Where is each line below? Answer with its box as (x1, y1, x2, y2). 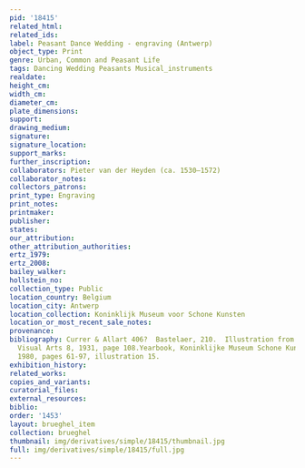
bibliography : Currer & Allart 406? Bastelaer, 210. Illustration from (9, 335, 295, 344)
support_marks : (9, 148, 67, 158)
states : (9, 225, 39, 234)
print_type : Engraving (9, 191, 95, 200)
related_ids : (9, 30, 59, 39)
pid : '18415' (9, 13, 59, 23)
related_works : (9, 369, 67, 378)
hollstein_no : (9, 276, 64, 285)
